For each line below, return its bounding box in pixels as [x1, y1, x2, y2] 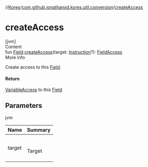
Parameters [5, 101, 42, 110]
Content [5, 44, 22, 50]
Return [5, 75, 20, 82]
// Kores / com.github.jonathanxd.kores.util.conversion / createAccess [5, 5, 143, 10]
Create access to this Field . [5, 64, 61, 70]
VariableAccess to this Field [5, 87, 62, 93]
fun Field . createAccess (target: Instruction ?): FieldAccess [5, 49, 122, 55]
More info [5, 54, 25, 60]
